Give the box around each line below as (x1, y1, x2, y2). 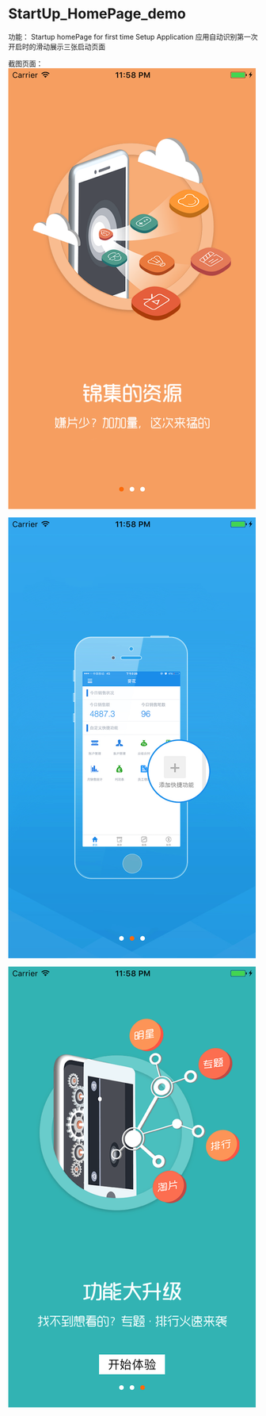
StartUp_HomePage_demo (8, 5, 186, 23)
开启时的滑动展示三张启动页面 (8, 41, 105, 52)
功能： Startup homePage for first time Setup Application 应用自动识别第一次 (8, 32, 258, 41)
